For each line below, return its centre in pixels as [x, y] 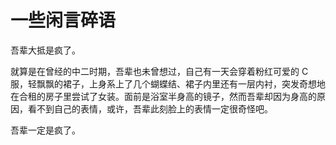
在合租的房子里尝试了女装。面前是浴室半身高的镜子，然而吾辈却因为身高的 [163, 96]
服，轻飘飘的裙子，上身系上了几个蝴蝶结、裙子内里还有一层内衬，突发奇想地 [168, 83]
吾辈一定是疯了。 [45, 130]
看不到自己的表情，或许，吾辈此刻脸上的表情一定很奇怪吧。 [150, 108]
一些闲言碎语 [63, 20]
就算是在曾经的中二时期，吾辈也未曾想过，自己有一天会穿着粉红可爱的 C [159, 71]
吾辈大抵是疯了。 [45, 50]
